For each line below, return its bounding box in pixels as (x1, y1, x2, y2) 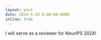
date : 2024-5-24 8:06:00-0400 (5, 12, 70, 17)
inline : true (5, 16, 33, 21)
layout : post (5, 7, 33, 12)
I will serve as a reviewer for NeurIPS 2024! (5, 30, 96, 36)
